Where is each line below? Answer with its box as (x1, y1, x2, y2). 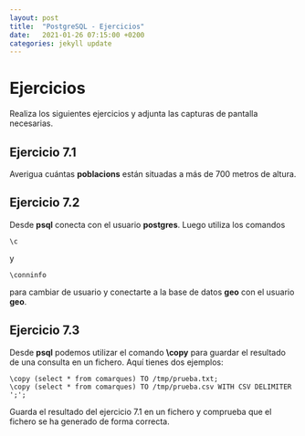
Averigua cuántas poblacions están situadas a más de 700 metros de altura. (9, 169, 297, 179)
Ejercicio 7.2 (9, 195, 80, 211)
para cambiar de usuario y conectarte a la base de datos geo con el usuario (9, 286, 295, 297)
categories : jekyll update (9, 38, 112, 48)
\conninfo (9, 270, 47, 279)
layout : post (9, 13, 59, 23)
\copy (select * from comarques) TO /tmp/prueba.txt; (9, 374, 219, 383)
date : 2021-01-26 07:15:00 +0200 (9, 30, 145, 39)
